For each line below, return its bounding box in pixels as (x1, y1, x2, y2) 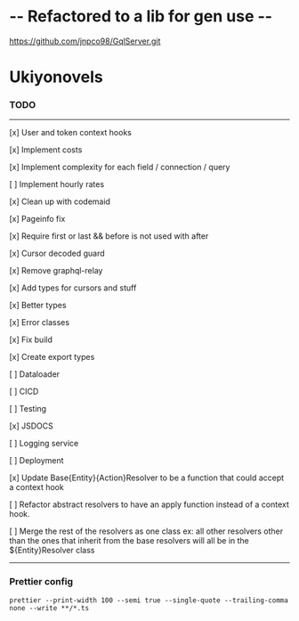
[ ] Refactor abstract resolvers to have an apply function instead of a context (9, 499, 289, 510)
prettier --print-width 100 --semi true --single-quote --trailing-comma (9, 595, 289, 605)
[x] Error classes (9, 317, 69, 328)
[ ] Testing (9, 404, 47, 414)
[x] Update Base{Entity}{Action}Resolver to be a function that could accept (9, 472, 285, 483)
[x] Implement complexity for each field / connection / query (9, 162, 230, 173)
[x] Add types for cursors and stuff (9, 282, 137, 293)
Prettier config (9, 576, 74, 588)
